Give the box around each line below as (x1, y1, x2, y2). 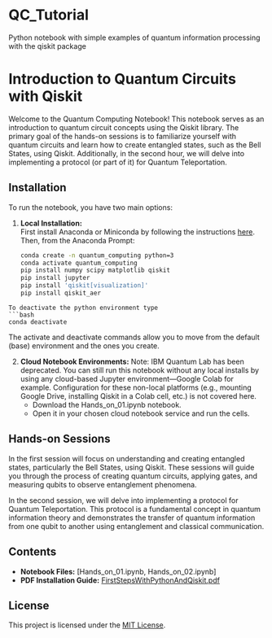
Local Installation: (20, 218, 83, 228)
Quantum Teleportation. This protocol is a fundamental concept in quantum (8, 504, 261, 513)
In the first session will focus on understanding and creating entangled (8, 453, 245, 463)
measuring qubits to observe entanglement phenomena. (8, 479, 197, 489)
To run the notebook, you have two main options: (8, 202, 173, 212)
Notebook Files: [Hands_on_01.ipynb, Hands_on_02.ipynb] (20, 566, 217, 576)
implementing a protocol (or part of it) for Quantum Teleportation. (8, 157, 228, 167)
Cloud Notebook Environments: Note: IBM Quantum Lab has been (20, 356, 244, 366)
